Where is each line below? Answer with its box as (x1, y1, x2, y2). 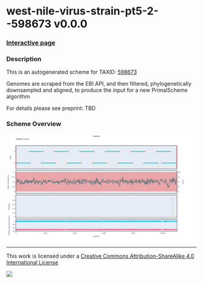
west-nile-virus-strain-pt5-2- (6, 4, 159, 18)
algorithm (6, 93, 30, 100)
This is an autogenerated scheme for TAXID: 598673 (6, 68, 137, 76)
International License (6, 259, 59, 266)
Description (6, 55, 42, 63)
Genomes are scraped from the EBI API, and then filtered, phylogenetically (6, 80, 192, 87)
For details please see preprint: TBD (6, 104, 96, 112)
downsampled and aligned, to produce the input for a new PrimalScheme (6, 86, 188, 94)
